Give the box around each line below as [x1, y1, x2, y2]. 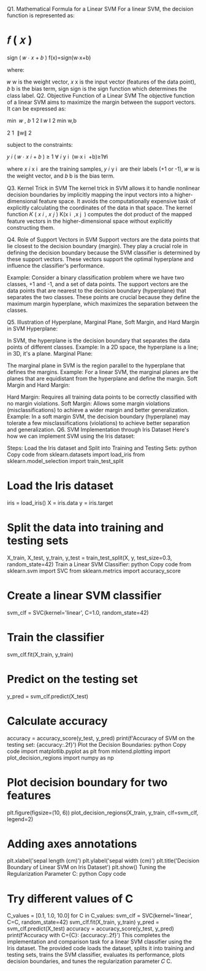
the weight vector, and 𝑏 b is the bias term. [7, 172, 115, 179]
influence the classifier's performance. [7, 262, 105, 269]
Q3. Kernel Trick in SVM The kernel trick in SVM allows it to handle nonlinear [7, 184, 200, 192]
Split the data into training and [7, 521, 164, 535]
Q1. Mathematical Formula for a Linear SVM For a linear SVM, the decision [7, 6, 194, 12]
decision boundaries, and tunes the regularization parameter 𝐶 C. [7, 957, 172, 965]
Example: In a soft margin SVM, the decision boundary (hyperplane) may [7, 413, 191, 420]
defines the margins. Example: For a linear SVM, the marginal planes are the [7, 368, 199, 375]
